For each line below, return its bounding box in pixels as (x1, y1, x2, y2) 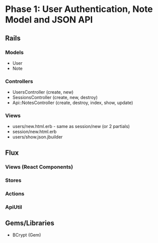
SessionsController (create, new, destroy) (12, 95, 98, 101)
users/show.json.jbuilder (12, 134, 63, 140)
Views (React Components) (5, 163, 73, 170)
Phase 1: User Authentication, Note (5, 3, 153, 15)
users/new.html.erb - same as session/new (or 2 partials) (12, 123, 130, 129)
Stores (5, 177, 21, 184)
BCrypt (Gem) (12, 232, 41, 238)
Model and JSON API (5, 14, 93, 25)
